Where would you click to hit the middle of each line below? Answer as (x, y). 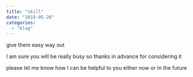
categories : (21, 23)
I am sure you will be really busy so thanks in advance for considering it (94, 56)
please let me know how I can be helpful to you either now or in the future (97, 68)
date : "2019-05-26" (30, 17)
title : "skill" (25, 12)
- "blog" (22, 28)
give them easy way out (35, 45)
